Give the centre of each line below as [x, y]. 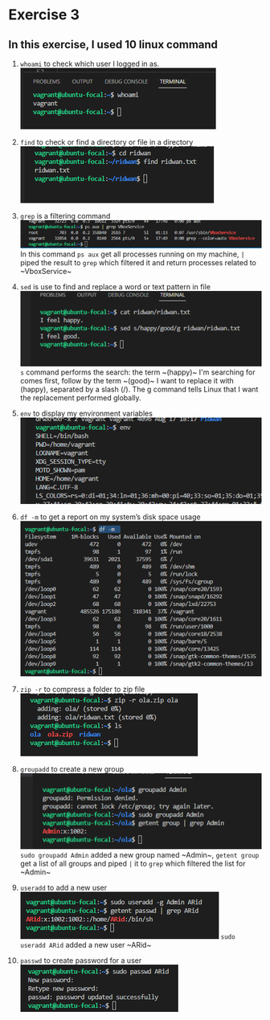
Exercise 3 [44, 15]
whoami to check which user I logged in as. [90, 63]
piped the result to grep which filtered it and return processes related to [138, 262]
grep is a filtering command [65, 216]
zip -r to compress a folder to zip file [82, 690]
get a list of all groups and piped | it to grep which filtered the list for [133, 864]
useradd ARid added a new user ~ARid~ [86, 945]
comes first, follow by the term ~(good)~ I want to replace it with [127, 381]
